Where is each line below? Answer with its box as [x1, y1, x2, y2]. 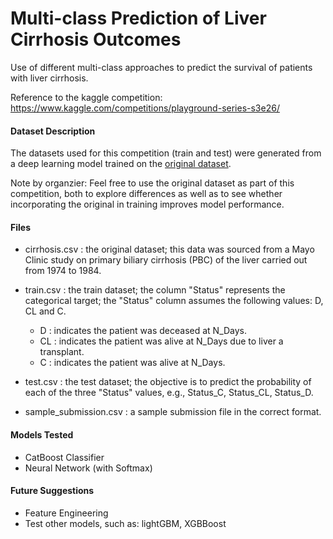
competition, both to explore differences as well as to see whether [10, 188, 283, 200]
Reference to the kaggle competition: [10, 91, 163, 103]
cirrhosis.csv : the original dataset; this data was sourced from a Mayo [24, 243, 315, 256]
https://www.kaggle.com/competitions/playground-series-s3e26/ [10, 102, 280, 114]
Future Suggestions [10, 485, 95, 497]
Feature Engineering [24, 507, 109, 519]
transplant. [39, 346, 85, 358]
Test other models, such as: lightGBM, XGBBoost [24, 517, 227, 529]
